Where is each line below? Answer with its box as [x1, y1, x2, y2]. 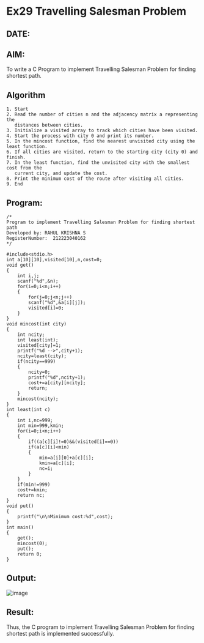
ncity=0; [28, 369, 51, 376]
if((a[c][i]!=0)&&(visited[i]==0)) [28, 439, 119, 445]
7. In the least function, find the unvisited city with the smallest [6, 160, 190, 166]
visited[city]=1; [17, 343, 62, 349]
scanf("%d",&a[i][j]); [28, 300, 86, 306]
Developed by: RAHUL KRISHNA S [6, 230, 86, 236]
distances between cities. [14, 122, 84, 128]
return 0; [17, 551, 43, 557]
